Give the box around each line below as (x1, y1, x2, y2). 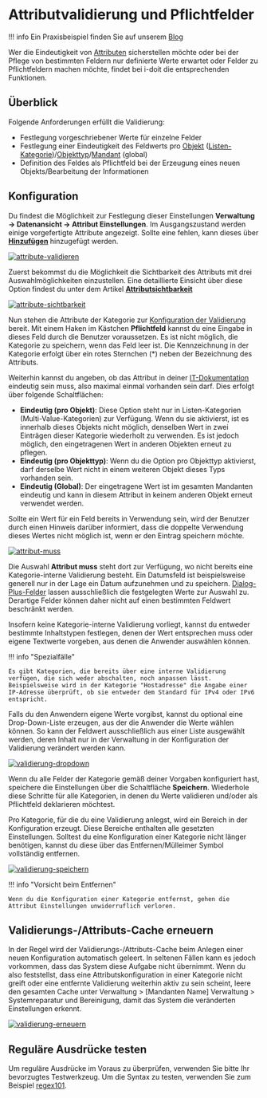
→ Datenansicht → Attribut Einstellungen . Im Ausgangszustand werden (8, 219, 246, 229)
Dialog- (232, 578, 257, 588)
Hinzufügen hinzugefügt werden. (8, 236, 119, 246)
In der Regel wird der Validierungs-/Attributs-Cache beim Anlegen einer (8, 945, 243, 954)
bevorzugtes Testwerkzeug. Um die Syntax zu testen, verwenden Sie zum (8, 1072, 251, 1082)
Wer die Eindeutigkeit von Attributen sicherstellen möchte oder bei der (8, 47, 239, 57)
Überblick (8, 96, 58, 109)
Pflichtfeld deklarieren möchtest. (8, 799, 116, 809)
